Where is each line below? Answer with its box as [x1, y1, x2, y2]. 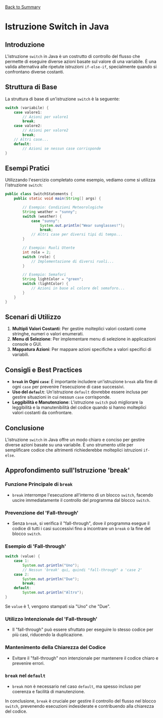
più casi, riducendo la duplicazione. [12, 632, 84, 638]
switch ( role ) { [22, 254, 55, 259]
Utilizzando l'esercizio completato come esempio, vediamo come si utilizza [5, 177, 156, 183]
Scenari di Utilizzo [5, 313, 61, 321]
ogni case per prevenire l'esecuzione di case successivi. [12, 384, 125, 390]
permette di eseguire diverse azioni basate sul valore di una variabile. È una [5, 58, 157, 64]
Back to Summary [5, 4, 41, 10]
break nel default [5, 672, 46, 679]
